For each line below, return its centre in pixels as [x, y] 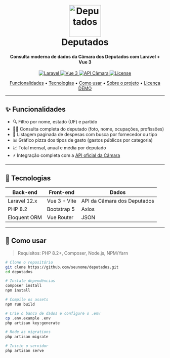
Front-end [62, 192]
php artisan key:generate [32, 323]
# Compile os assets [27, 300]
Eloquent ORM [25, 217]
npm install [18, 290]
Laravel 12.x [23, 201]
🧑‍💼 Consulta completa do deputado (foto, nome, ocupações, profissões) [88, 129]
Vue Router [60, 217]
